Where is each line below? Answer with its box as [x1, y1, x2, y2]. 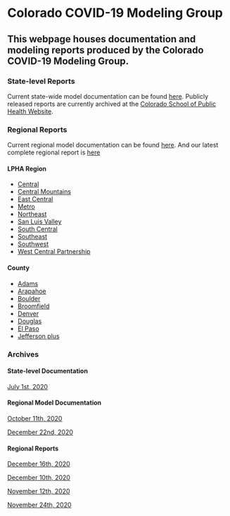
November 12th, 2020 [7, 487, 70, 496]
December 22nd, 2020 [7, 428, 74, 436]
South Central [17, 225, 58, 233]
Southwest [17, 240, 49, 248]
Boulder [17, 294, 41, 302]
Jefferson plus [17, 331, 60, 340]
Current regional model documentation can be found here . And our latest [7, 141, 219, 149]
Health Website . [7, 107, 54, 116]
